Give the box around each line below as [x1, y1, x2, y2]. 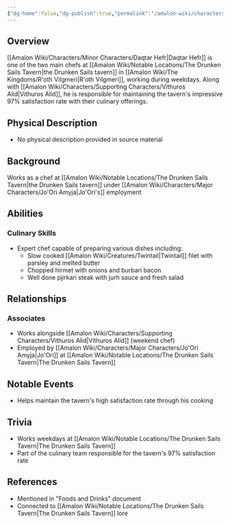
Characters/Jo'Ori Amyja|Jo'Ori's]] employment [7, 188, 142, 196]
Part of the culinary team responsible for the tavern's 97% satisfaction [16, 449, 216, 457]
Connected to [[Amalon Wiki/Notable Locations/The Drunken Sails [16, 501, 204, 510]
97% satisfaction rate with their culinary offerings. [7, 97, 149, 106]
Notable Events [7, 378, 74, 390]
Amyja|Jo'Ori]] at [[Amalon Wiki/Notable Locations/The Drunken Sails [16, 351, 214, 359]
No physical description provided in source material [16, 135, 163, 144]
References [7, 476, 57, 488]
